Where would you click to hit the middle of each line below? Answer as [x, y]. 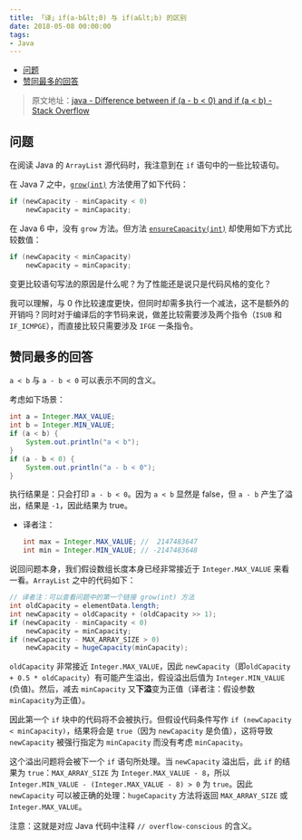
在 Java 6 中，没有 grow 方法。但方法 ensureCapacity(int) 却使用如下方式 [147, 228]
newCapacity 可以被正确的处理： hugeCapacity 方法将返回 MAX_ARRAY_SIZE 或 [149, 796]
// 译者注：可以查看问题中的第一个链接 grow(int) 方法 [102, 598]
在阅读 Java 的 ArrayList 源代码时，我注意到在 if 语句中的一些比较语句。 [146, 165]
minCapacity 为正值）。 [50, 700]
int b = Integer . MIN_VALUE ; [63, 425]
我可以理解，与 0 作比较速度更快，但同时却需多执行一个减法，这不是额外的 [149, 303]
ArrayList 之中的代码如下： [84, 580]
